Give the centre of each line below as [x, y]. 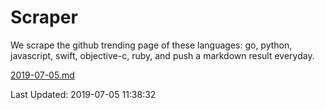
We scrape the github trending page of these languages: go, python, [151, 45]
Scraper [44, 17]
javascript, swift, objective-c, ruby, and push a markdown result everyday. [162, 55]
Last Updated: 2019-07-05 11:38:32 [83, 94]
